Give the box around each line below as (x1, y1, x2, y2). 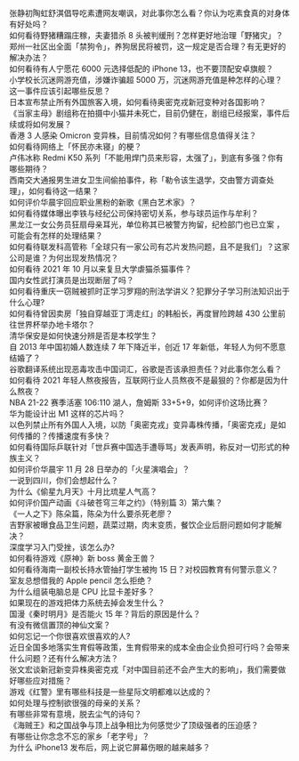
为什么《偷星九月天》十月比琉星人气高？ (9, 486, 158, 497)
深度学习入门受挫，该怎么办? (9, 542, 116, 552)
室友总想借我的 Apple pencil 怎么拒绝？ (9, 575, 153, 586)
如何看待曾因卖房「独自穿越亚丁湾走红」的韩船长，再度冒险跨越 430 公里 (9, 308, 279, 319)
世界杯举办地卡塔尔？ (16, 320, 95, 329)
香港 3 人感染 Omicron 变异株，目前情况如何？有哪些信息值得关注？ (9, 130, 257, 141)
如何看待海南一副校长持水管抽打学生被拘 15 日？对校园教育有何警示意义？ (9, 564, 279, 574)
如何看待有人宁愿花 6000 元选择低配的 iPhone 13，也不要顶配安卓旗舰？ (9, 63, 274, 74)
